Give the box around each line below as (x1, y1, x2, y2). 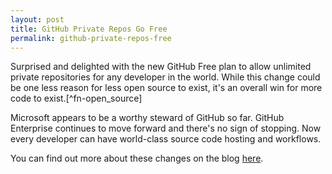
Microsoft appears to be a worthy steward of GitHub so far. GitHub (10, 112, 285, 124)
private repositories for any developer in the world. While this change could (10, 71, 321, 83)
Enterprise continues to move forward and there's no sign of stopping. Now (10, 122, 322, 135)
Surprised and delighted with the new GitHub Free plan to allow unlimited (10, 61, 312, 73)
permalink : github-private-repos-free (10, 33, 172, 43)
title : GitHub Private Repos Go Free (10, 24, 168, 34)
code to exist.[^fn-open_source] (10, 92, 143, 105)
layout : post (10, 14, 65, 25)
